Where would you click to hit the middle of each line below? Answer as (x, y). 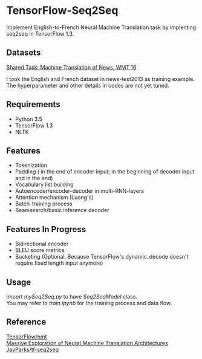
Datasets (24, 53)
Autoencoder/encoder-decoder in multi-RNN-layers (79, 191)
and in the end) (34, 178)
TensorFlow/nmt (27, 337)
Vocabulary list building (44, 184)
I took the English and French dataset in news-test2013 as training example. (101, 79)
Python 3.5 (28, 119)
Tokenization (31, 165)
